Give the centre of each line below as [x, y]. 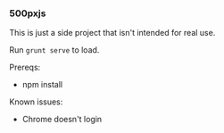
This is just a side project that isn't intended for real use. [112, 33]
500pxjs [28, 13]
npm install [42, 85]
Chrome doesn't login [62, 120]
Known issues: [36, 102]
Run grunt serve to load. [54, 50]
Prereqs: [25, 67]
